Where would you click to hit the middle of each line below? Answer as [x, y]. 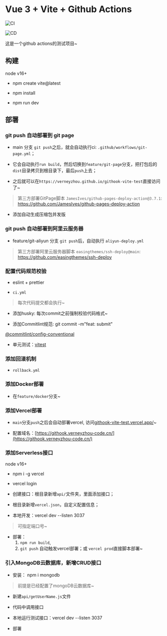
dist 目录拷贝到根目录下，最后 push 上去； [55, 170]
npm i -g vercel [28, 474]
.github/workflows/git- [122, 148]
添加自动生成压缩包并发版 [39, 214]
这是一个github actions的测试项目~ [41, 43]
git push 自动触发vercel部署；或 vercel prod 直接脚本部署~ [81, 549]
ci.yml [19, 293]
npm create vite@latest [36, 83]
